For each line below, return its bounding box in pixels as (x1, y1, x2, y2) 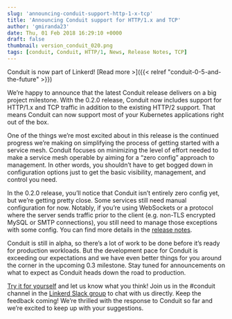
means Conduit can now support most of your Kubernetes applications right (7, 110, 224, 118)
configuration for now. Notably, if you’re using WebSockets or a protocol (7, 203, 213, 212)
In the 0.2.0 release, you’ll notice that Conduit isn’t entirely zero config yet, (7, 188, 220, 197)
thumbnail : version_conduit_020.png (7, 42, 113, 49)
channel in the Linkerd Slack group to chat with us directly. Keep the (7, 289, 202, 298)
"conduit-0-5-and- (167, 67, 222, 76)
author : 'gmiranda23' (7, 23, 70, 30)
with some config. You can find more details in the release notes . (7, 226, 193, 234)
